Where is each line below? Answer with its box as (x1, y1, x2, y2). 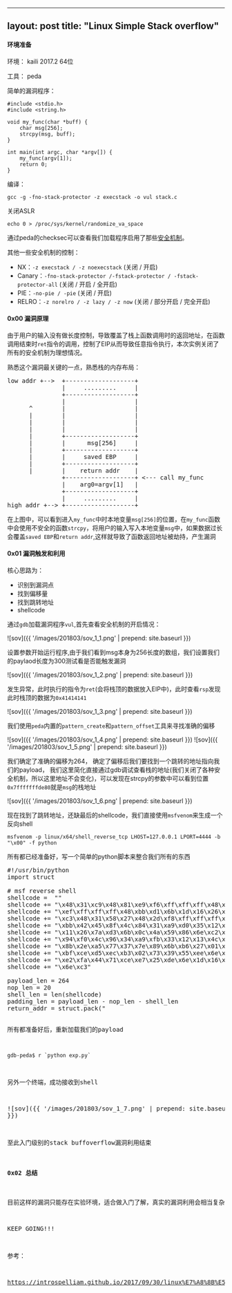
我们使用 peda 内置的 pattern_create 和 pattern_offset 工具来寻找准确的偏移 (7, 721, 215, 730)
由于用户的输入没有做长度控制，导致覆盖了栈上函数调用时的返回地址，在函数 (7, 331, 225, 339)
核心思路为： (7, 566, 43, 574)
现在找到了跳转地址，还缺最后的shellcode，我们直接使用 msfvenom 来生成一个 (7, 811, 223, 819)
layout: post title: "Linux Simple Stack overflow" (7, 20, 220, 32)
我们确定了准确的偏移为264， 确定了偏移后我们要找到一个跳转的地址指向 (7, 757, 214, 765)
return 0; (19, 160, 48, 168)
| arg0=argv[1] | (61, 480, 139, 488)
